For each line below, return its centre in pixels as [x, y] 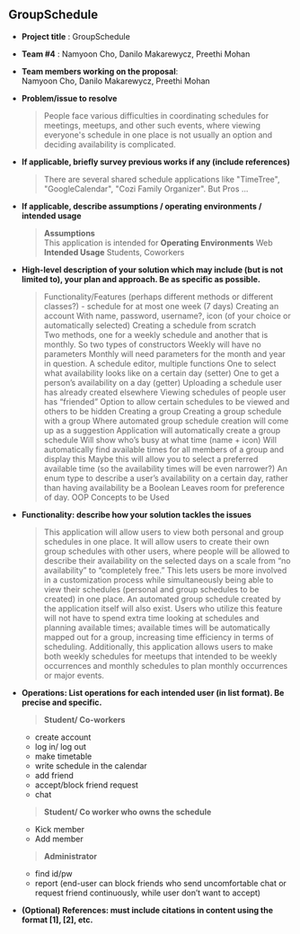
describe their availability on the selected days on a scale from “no [167, 560]
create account [63, 737]
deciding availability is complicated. [110, 144]
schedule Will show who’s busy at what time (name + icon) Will [160, 440]
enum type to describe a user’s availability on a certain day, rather [166, 478]
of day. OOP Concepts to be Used [106, 497]
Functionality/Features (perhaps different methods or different [159, 297]
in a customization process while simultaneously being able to [159, 580]
